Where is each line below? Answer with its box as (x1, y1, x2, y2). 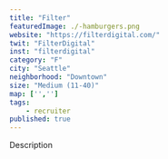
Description (9, 140, 53, 151)
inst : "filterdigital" (9, 47, 95, 56)
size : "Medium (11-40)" (9, 81, 100, 90)
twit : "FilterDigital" (9, 38, 95, 48)
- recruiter (25, 106, 71, 115)
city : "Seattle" (9, 65, 71, 74)
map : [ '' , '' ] (9, 89, 59, 98)
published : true (9, 114, 71, 124)
